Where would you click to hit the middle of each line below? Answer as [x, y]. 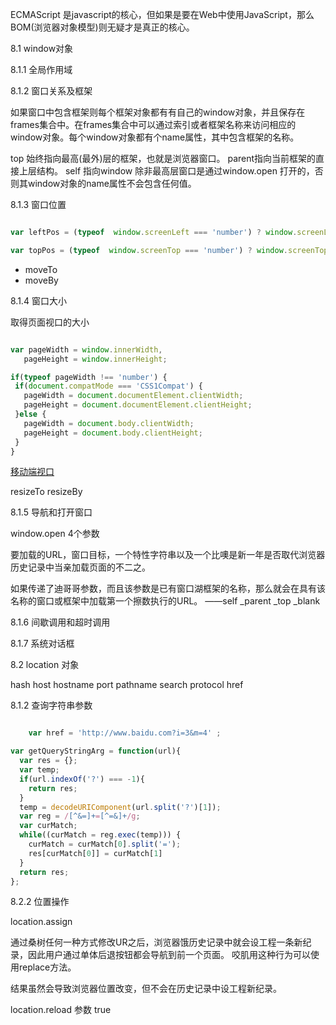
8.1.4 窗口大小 [38, 300]
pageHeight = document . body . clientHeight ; [113, 433]
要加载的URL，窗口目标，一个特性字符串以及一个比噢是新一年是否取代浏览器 [168, 555]
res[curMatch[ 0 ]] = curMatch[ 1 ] [95, 853]
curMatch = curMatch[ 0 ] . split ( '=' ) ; [105, 844]
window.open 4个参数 [55, 534]
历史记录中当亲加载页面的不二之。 [80, 567]
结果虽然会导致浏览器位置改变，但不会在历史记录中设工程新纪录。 [146, 989]
